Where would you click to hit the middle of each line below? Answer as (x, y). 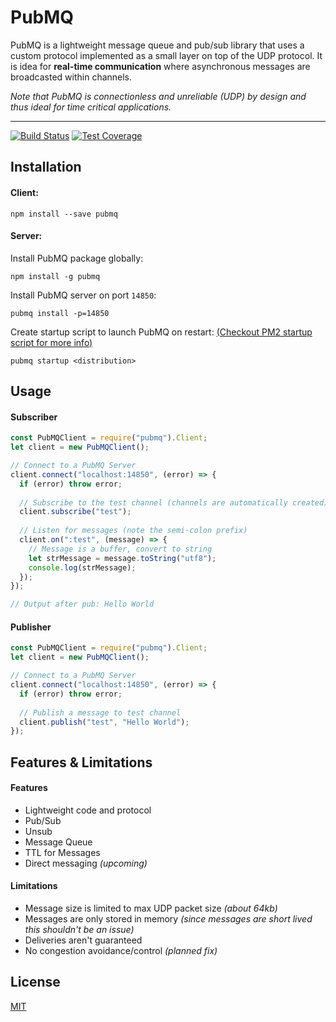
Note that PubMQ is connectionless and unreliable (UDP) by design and (158, 96)
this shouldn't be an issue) (79, 930)
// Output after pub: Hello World (82, 604)
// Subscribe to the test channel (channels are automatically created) (174, 502)
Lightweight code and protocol (88, 810)
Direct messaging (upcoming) (86, 863)
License (35, 982)
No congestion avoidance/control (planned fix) (121, 951)
